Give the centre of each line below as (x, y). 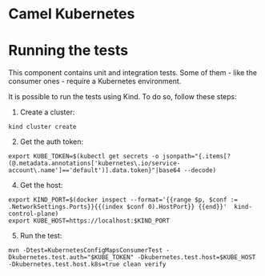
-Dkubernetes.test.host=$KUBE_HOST (197, 258)
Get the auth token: (52, 142)
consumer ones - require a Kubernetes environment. (95, 82)
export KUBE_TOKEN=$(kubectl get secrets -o (84, 157)
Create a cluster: (47, 112)
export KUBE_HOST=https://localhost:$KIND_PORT (89, 221)
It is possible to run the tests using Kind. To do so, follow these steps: (123, 97)
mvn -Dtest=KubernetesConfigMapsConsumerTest (85, 250)
